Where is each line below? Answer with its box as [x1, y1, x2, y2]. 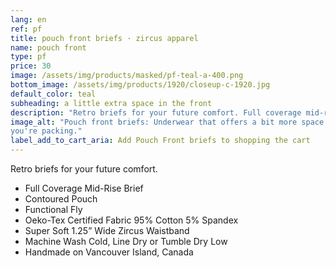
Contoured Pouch [24, 193, 98, 205]
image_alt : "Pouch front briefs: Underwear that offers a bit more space [10, 117, 325, 127]
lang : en [10, 14, 47, 25]
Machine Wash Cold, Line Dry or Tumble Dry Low [24, 236, 228, 247]
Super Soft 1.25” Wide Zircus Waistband [24, 225, 190, 236]
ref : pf [10, 24, 43, 34]
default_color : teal [10, 89, 97, 99]
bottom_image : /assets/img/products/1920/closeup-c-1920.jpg [10, 80, 271, 90]
